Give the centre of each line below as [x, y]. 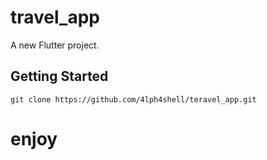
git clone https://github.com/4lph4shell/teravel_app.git [133, 99]
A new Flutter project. [55, 45]
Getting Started [59, 76]
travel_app [55, 17]
